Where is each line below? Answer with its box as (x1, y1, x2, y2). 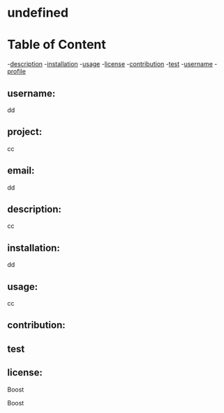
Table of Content (7, 37, 107, 53)
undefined (7, 5, 68, 21)
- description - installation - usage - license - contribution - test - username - (7, 60, 218, 68)
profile (7, 68, 27, 76)
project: (7, 126, 43, 138)
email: (7, 165, 35, 177)
